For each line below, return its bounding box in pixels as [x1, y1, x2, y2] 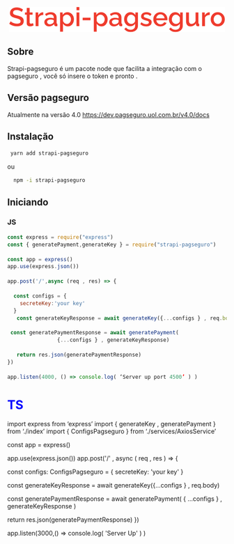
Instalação [7, 131, 54, 143]
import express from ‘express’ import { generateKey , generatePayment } [7, 420, 216, 428]
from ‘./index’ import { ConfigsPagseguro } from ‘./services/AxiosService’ [7, 427, 217, 435]
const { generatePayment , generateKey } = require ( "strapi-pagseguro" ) [7, 241, 217, 248]
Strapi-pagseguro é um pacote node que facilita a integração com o [7, 64, 202, 72]
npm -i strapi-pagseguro [13, 177, 86, 184]
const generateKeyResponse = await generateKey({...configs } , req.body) [7, 481, 220, 490]
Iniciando [7, 196, 49, 208]
